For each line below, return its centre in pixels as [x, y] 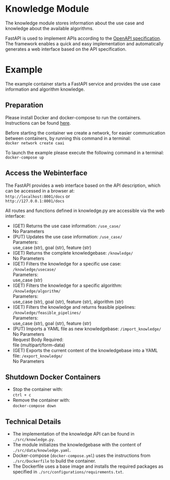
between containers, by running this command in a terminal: [68, 138]
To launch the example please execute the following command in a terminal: [84, 152]
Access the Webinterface [46, 173]
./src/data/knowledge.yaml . [42, 450]
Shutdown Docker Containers [53, 377]
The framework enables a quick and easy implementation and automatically [84, 43]
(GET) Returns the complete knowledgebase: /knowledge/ [73, 253]
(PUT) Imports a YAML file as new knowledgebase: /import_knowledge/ [87, 329]
